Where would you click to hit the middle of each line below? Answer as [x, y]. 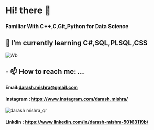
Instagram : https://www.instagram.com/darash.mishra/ [67, 99]
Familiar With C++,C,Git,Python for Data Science [67, 27]
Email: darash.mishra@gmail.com [42, 87]
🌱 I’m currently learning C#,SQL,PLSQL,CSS [76, 43]
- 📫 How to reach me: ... [45, 72]
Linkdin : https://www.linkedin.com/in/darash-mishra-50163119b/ [77, 122]
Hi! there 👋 [28, 10]
